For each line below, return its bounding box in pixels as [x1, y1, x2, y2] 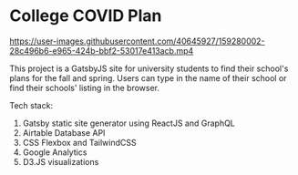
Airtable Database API [22, 127, 106, 138]
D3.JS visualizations [22, 156, 99, 167]
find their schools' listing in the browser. [9, 82, 160, 93]
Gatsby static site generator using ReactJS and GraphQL [22, 118, 235, 129]
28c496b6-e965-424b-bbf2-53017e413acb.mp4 [9, 45, 194, 56]
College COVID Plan [9, 5, 162, 26]
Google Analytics [22, 147, 87, 158]
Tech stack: [9, 99, 53, 110]
